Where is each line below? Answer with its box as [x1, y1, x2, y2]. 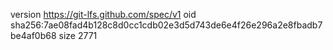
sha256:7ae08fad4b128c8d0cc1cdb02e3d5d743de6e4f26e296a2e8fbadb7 [10, 19, 323, 31]
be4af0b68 [10, 30, 57, 41]
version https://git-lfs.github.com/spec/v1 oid [10, 9, 197, 20]
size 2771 [58, 30, 98, 41]
